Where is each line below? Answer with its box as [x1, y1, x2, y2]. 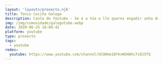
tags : [5, 38, 16, 43]
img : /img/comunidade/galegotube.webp [5, 20, 83, 26]
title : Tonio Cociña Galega [5, 12, 62, 16]
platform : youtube [5, 29, 42, 34]
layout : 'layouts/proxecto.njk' [5, 7, 70, 12]
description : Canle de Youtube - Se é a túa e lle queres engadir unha [5, 16, 153, 21]
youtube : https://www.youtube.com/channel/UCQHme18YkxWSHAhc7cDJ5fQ [9, 51, 151, 57]
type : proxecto [5, 34, 36, 39]
